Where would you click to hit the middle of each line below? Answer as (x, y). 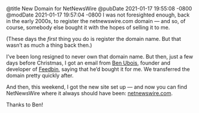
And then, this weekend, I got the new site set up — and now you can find (97, 87)
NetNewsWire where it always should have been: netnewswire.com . (89, 93)
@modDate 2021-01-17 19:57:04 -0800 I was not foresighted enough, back (98, 15)
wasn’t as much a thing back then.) (49, 45)
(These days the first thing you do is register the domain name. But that (94, 39)
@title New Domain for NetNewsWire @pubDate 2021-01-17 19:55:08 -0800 (99, 9)
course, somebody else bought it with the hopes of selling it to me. (88, 27)
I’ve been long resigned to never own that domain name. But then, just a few (100, 56)
